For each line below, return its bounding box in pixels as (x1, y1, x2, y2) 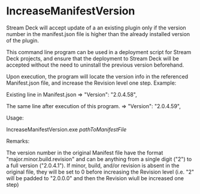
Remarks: (6, 137, 30, 145)
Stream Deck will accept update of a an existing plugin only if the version (6, 24, 187, 31)
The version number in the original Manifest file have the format (6, 149, 163, 156)
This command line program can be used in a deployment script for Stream (6, 48, 192, 55)
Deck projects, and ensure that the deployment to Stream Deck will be (6, 55, 180, 62)
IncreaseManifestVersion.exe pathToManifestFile (6, 126, 127, 133)
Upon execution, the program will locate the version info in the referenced (6, 73, 189, 80)
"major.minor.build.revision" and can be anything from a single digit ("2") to (6, 155, 192, 163)
